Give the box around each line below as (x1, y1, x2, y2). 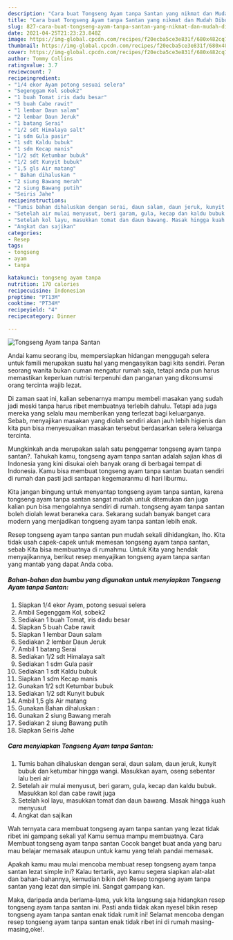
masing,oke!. (8, 925, 44, 933)
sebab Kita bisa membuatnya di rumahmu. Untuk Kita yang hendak (8, 545, 198, 554)
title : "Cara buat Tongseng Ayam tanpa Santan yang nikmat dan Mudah (8, 17, 213, 24)
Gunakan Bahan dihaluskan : (17, 703, 100, 712)
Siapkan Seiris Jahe (17, 726, 75, 734)
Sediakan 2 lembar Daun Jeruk (17, 638, 106, 646)
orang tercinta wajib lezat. (8, 381, 82, 389)
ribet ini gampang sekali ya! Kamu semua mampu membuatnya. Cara (8, 832, 204, 840)
